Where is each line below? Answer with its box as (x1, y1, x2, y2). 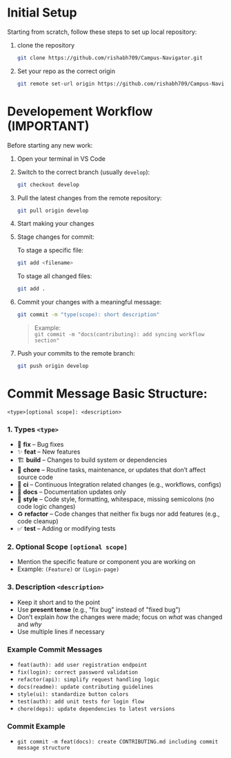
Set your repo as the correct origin (17, 67, 116, 75)
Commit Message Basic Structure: (7, 386, 208, 402)
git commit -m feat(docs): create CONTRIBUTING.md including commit (17, 739, 219, 746)
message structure (17, 744, 70, 752)
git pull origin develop (17, 207, 89, 214)
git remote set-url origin (17, 80, 95, 87)
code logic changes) (17, 503, 76, 511)
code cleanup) (17, 517, 59, 525)
